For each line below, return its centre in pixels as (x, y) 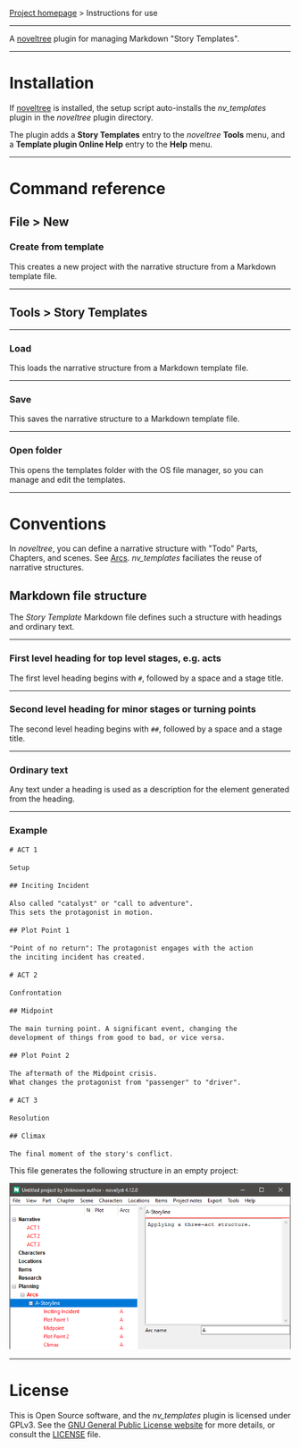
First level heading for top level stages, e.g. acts (115, 658)
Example (29, 831)
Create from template (57, 247)
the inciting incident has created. (77, 957)
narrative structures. (47, 568)
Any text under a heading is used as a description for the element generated (150, 790)
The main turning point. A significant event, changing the (124, 1029)
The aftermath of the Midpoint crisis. (83, 1074)
